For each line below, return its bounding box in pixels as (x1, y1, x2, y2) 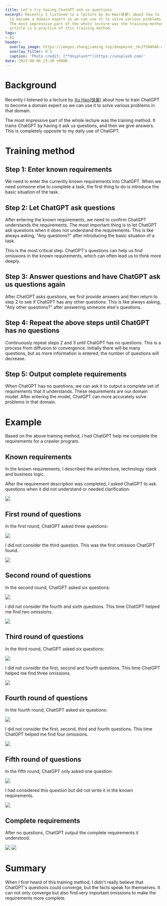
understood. (5, 835, 30, 841)
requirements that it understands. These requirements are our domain (5, 388, 148, 394)
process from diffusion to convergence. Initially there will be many (5, 345, 141, 351)
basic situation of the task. (5, 189, 60, 195)
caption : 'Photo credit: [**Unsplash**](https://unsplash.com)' (9, 53, 146, 59)
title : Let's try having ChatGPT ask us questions (5, 7, 112, 12)
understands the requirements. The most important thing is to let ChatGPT (5, 222, 158, 228)
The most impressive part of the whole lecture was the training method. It (5, 118, 156, 124)
